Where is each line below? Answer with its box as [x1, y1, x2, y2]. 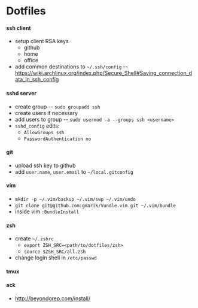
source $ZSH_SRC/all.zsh [23, 249, 86, 255]
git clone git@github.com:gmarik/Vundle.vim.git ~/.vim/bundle [14, 203, 176, 209]
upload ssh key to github [14, 162, 76, 169]
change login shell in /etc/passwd [14, 254, 97, 261]
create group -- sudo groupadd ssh [14, 103, 100, 110]
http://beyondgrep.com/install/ [14, 295, 91, 302]
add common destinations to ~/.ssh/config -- [14, 63, 129, 70]
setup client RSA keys [14, 38, 69, 45]
